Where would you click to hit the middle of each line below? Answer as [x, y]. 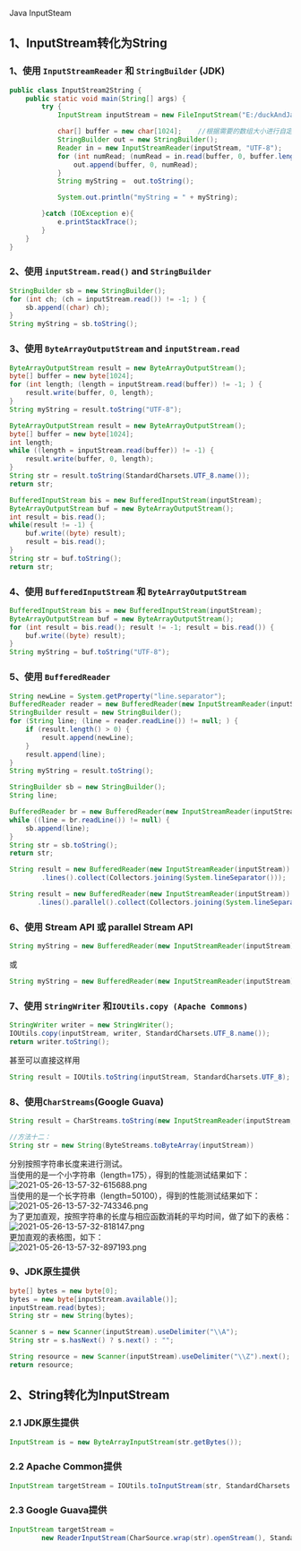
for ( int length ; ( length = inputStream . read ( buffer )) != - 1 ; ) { [136, 384]
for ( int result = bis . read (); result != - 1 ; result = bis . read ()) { [142, 627]
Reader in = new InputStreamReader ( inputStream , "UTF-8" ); [169, 148]
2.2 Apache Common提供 [66, 1467]
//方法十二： [30, 1137]
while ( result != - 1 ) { [52, 525]
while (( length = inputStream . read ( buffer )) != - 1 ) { [112, 451]
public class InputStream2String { [76, 90]
